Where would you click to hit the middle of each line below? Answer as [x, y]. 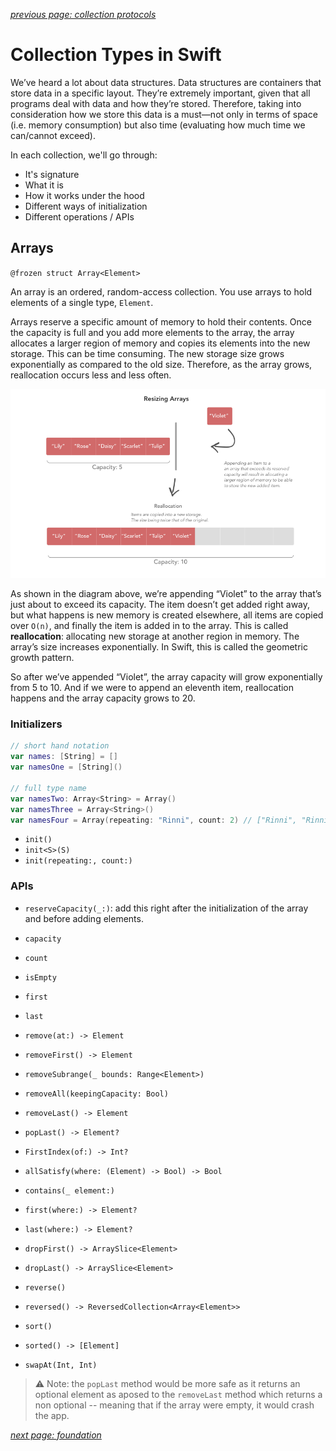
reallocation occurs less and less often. [91, 375]
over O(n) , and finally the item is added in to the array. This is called [149, 626]
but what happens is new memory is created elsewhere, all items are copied [167, 615]
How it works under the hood [84, 195]
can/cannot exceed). [53, 135]
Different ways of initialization [86, 206]
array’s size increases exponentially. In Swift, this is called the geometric [159, 647]
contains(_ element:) [69, 1190]
